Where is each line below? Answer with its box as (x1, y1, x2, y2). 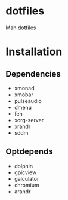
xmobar (14, 91, 33, 98)
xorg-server (14, 116, 44, 123)
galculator (14, 175, 39, 182)
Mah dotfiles (5, 24, 36, 31)
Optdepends (5, 147, 53, 157)
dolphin (14, 162, 33, 169)
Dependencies (5, 69, 61, 79)
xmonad (14, 84, 35, 92)
